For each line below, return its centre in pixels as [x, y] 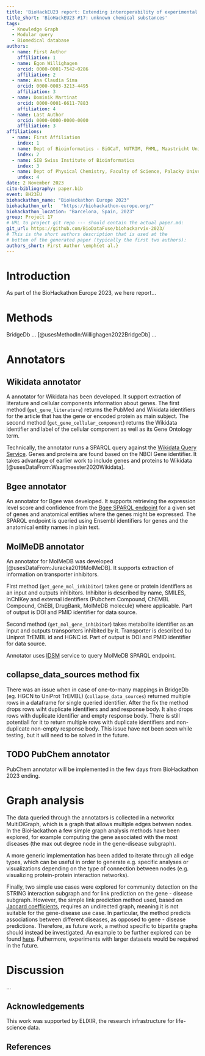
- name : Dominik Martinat [45, 97]
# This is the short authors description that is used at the [87, 234]
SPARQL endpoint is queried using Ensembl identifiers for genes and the [97, 521]
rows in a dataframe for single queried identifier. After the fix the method [97, 702]
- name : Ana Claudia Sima [45, 80]
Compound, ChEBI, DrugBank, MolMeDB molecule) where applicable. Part [99, 606]
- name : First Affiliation [46, 138]
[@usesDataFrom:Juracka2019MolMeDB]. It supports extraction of [90, 568]
